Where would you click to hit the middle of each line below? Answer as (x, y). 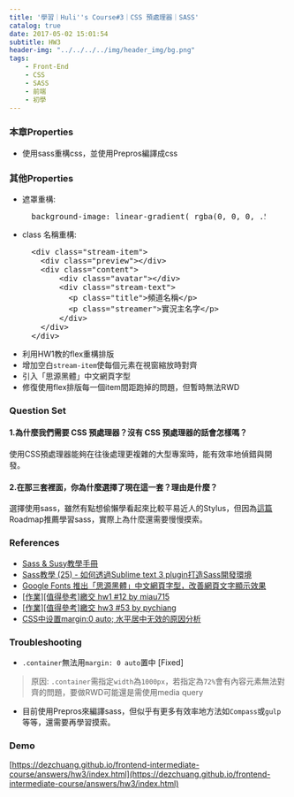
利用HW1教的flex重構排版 (68, 354)
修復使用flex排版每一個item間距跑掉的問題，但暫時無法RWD (131, 387)
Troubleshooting (45, 642)
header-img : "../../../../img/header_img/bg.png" (102, 50)
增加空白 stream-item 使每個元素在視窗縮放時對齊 (109, 364)
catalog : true (35, 26)
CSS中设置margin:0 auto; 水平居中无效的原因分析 (111, 618)
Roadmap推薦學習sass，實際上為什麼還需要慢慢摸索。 (108, 519)
